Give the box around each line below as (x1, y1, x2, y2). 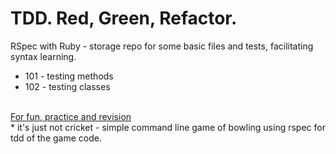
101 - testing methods (24, 70, 114, 82)
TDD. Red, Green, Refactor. (10, 7, 238, 30)
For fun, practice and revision (10, 110, 132, 122)
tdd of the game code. (10, 132, 102, 144)
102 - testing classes (24, 80, 111, 92)
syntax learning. (10, 50, 77, 62)
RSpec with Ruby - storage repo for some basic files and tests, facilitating (10, 40, 314, 52)
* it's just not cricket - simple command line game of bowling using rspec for (10, 121, 326, 133)
